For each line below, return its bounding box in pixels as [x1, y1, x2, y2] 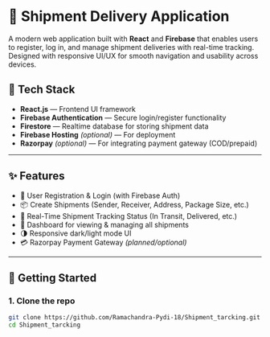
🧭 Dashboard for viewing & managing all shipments [19, 220, 189, 229]
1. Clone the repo [8, 295, 76, 306]
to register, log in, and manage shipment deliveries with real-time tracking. [8, 42, 255, 51]
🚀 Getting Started [8, 271, 97, 285]
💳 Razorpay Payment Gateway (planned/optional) [19, 237, 187, 247]
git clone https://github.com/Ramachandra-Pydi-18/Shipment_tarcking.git [8, 314, 261, 322]
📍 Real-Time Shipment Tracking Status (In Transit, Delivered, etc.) [19, 211, 238, 220]
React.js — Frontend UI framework [19, 104, 137, 113]
